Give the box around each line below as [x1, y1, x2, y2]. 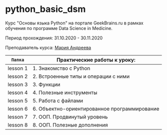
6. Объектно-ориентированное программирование [32, 105, 159, 112]
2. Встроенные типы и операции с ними [32, 73, 130, 80]
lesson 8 [7, 121, 28, 128]
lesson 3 [7, 81, 28, 88]
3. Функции [32, 81, 60, 88]
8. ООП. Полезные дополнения [32, 121, 108, 128]
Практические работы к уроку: [56, 56, 136, 63]
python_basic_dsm [5, 3, 86, 15]
